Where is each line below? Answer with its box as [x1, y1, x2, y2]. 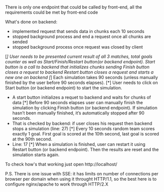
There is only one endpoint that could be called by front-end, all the [5, 4, 142, 10]
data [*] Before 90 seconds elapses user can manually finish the [12, 100, 143, 105]
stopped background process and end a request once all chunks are [12, 34, 151, 39]
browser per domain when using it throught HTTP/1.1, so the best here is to [5, 176, 157, 182]
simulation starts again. [12, 152, 60, 158]
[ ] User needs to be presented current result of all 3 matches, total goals [5, 54, 153, 59]
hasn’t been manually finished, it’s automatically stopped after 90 [12, 110, 145, 116]
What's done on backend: [5, 19, 58, 25]
